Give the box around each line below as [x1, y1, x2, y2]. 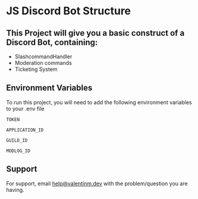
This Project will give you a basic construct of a [6, 28, 185, 38]
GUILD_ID [6, 137, 28, 144]
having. [6, 186, 25, 193]
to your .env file [6, 105, 45, 112]
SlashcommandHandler [14, 53, 73, 60]
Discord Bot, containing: [6, 37, 98, 47]
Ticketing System [14, 66, 58, 73]
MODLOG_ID [6, 148, 31, 154]
